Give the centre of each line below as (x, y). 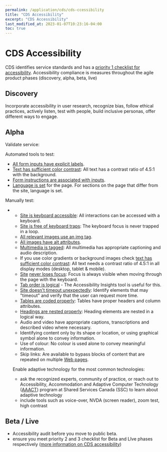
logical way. (32, 316)
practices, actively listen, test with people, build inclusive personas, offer (80, 111)
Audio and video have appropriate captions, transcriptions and (85, 322)
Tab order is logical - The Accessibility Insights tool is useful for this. (91, 285)
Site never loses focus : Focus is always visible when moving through (91, 274)
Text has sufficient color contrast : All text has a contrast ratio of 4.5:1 (83, 169)
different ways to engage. (32, 117)
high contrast (34, 405)
